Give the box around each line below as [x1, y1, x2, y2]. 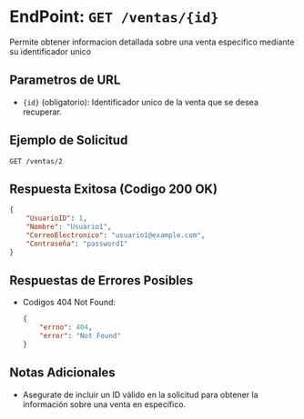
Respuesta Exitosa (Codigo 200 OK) [9, 181, 218, 196]
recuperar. [22, 106, 62, 117]
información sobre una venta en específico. [22, 398, 187, 410]
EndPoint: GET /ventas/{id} [9, 6, 219, 27]
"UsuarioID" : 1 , [25, 214, 88, 224]
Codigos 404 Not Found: [22, 297, 117, 308]
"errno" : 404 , [39, 323, 93, 333]
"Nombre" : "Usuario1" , [25, 223, 112, 232]
